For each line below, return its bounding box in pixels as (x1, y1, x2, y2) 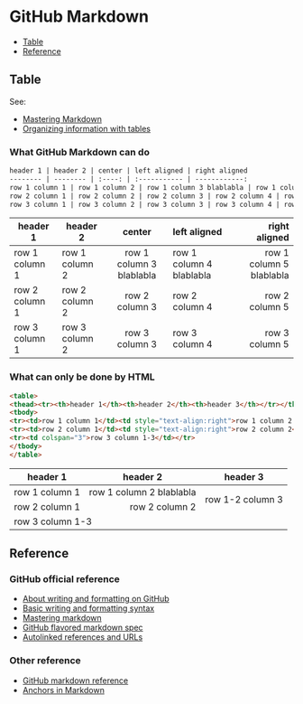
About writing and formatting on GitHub (22, 594, 170, 605)
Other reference (9, 654, 81, 667)
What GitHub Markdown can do (9, 145, 151, 158)
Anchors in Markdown (22, 684, 106, 695)
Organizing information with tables (22, 123, 151, 134)
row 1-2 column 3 (204, 493, 284, 505)
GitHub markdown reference (22, 675, 129, 686)
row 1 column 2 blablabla (88, 485, 197, 498)
